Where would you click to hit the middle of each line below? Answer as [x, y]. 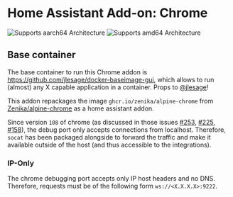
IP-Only [21, 163]
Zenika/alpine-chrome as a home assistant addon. [81, 108]
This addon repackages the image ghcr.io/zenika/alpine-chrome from [110, 101]
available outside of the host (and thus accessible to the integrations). [109, 145]
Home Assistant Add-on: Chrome [108, 13]
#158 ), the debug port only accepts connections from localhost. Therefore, [116, 130]
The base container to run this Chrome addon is [77, 72]
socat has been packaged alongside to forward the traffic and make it [109, 137]
